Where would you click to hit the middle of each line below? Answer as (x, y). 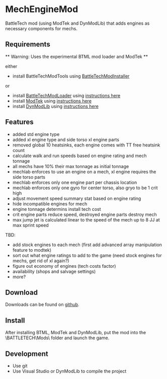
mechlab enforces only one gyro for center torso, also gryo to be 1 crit (85, 188)
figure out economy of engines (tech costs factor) (64, 266)
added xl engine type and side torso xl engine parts (66, 139)
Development (27, 354)
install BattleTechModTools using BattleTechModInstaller (71, 76)
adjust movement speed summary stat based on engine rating (77, 198)
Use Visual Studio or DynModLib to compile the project (69, 371)
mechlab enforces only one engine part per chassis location (75, 182)
